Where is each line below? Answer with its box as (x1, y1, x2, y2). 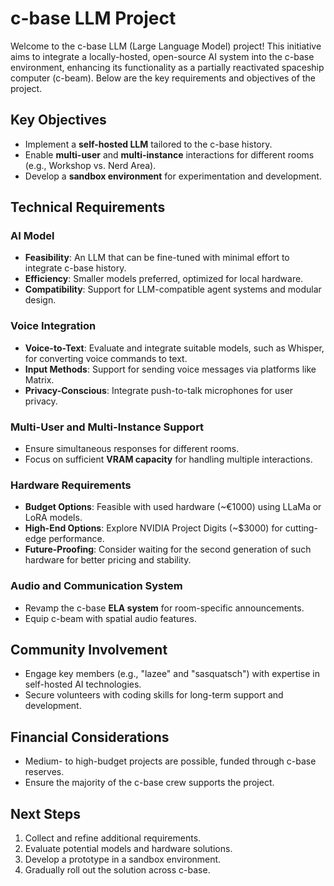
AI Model (10, 229, 55, 243)
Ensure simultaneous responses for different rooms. (24, 443, 240, 455)
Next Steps (10, 805, 81, 822)
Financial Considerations (10, 728, 170, 746)
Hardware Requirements (10, 478, 132, 492)
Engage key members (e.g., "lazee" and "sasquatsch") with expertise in (24, 668, 320, 680)
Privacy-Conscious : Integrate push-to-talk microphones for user (24, 384, 294, 396)
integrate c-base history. (24, 262, 127, 274)
